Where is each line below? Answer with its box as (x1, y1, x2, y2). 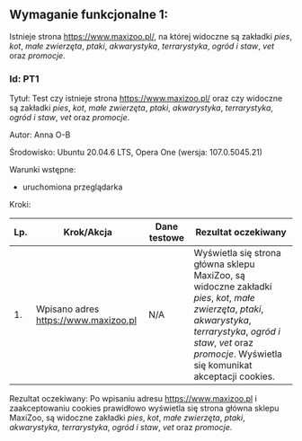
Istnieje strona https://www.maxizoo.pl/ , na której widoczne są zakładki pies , (9, 31, 292, 41)
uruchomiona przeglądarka (22, 181, 123, 192)
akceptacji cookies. (193, 370, 276, 383)
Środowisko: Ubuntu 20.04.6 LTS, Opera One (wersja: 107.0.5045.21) (9, 147, 263, 158)
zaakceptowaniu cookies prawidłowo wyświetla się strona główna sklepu (9, 403, 280, 414)
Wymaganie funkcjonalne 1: (9, 7, 169, 22)
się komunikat (193, 359, 253, 372)
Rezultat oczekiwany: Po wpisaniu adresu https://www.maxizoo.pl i (9, 393, 258, 404)
